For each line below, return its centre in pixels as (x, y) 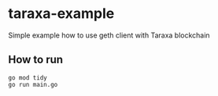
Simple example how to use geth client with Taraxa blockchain (109, 35)
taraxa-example (61, 14)
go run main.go (33, 84)
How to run (36, 60)
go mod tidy (28, 78)
